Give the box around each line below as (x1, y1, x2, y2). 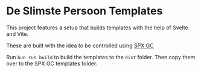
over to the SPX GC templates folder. (6, 60, 98, 67)
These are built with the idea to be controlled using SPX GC (6, 42, 154, 49)
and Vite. (6, 30, 29, 37)
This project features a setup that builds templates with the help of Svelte (6, 24, 188, 31)
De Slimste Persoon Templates (6, 4, 163, 18)
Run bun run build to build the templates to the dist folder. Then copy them (6, 53, 196, 60)
